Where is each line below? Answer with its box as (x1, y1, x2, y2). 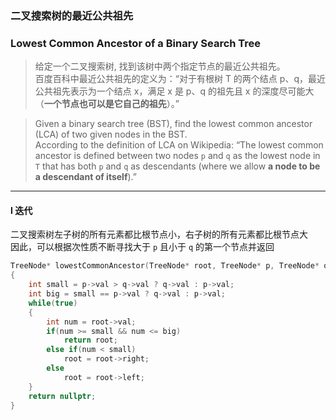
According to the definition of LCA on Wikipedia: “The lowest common (34, 139, 324, 151)
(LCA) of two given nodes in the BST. (34, 128, 188, 141)
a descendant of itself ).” (34, 171, 138, 183)
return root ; (63, 335, 118, 346)
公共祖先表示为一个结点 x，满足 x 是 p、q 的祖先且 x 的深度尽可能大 (34, 85, 315, 97)
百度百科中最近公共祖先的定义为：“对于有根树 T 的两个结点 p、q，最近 (34, 73, 326, 85)
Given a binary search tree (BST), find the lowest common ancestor (34, 118, 313, 130)
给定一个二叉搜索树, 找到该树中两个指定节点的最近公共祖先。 (34, 60, 286, 72)
